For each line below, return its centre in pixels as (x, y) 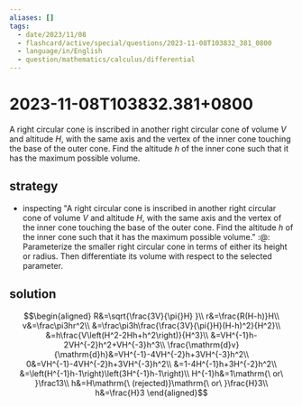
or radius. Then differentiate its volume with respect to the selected (147, 256)
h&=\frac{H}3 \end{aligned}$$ (151, 393)
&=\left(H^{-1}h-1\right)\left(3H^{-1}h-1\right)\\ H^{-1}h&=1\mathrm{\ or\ (151, 373)
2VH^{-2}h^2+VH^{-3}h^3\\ (114, 345)
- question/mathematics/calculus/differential (106, 60)
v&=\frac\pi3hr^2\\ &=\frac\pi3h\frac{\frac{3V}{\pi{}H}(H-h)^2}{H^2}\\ (151, 325)
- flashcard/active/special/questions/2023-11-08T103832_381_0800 (145, 43)
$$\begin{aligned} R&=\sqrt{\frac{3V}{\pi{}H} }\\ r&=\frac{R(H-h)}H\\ (151, 316)
